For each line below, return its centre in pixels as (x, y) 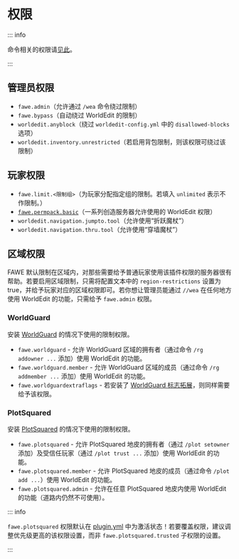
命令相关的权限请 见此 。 (42, 49)
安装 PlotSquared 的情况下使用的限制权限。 (71, 429)
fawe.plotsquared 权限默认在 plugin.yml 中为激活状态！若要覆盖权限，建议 (116, 526)
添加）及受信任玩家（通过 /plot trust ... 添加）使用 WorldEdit (111, 453)
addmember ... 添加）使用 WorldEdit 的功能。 (83, 376)
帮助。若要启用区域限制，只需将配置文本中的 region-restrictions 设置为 (114, 281)
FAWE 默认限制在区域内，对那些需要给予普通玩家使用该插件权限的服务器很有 (120, 272)
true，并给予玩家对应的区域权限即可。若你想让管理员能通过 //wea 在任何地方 (119, 290)
